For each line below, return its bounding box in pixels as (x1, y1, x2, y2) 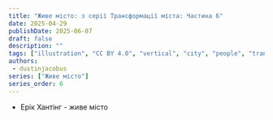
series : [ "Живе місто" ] (8, 72, 89, 80)
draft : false (8, 34, 53, 43)
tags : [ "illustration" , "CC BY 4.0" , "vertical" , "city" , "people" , (8, 49, 245, 58)
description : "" (8, 42, 63, 50)
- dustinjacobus (11, 65, 67, 73)
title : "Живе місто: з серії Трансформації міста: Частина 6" (8, 11, 223, 20)
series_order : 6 (8, 79, 63, 88)
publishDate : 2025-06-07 (8, 27, 93, 35)
